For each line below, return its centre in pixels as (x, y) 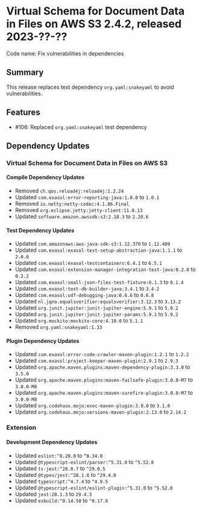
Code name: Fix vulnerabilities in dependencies (65, 53)
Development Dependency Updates (52, 442)
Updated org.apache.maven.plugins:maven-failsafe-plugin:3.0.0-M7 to (104, 380)
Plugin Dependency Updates (43, 341)
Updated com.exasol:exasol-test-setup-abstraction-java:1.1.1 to (99, 250)
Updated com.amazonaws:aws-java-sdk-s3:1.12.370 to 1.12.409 (93, 244)
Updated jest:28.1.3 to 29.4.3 (53, 494)
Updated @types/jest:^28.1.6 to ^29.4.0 (65, 474)
